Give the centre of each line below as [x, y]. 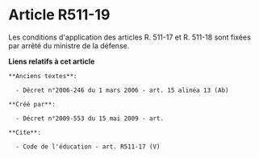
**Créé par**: [32, 104]
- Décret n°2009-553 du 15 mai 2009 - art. [90, 118]
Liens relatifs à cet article [52, 61]
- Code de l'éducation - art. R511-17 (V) [88, 147]
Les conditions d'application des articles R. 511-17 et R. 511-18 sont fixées [130, 37]
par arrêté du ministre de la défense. [69, 45]
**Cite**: [25, 132]
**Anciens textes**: [43, 76]
